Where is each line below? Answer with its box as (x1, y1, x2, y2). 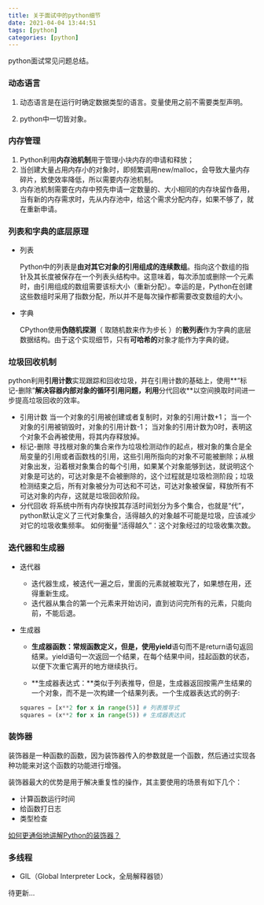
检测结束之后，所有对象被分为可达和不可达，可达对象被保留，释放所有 (19, 482, 247, 491)
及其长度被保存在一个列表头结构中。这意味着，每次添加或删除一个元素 (26, 272, 254, 281)
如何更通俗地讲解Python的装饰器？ (8, 830, 121, 840)
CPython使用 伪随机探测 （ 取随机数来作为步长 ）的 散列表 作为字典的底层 (19, 325, 251, 335)
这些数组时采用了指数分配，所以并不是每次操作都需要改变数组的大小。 (19, 292, 247, 301)
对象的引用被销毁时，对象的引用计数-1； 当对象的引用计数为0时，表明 (19, 423, 246, 432)
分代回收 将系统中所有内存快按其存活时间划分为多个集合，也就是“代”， (19, 501, 249, 511)
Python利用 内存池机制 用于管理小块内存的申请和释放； (19, 155, 195, 164)
